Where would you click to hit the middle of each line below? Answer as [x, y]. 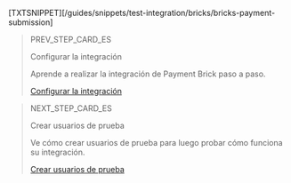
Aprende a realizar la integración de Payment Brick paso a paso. [148, 74]
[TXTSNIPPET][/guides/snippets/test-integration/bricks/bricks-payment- [142, 13]
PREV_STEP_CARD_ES [71, 40]
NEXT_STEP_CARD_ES [71, 108]
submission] [31, 22]
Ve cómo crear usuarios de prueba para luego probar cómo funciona [156, 143]
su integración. [57, 152]
